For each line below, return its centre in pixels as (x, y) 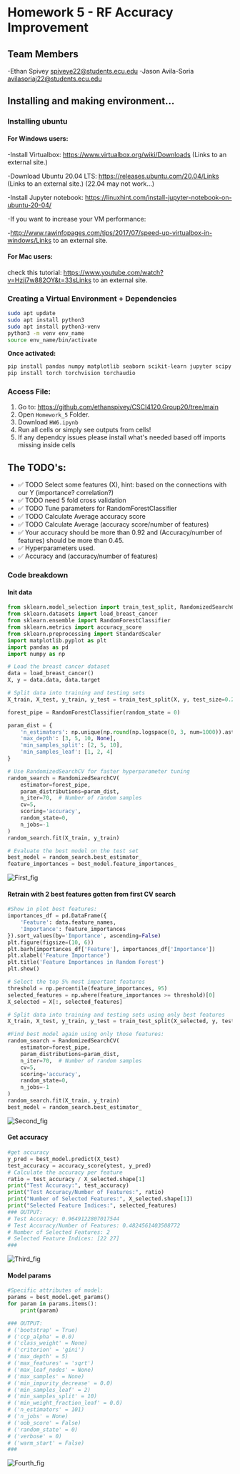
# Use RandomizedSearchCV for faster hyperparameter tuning (99, 771)
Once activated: (31, 354)
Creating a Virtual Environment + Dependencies (92, 299)
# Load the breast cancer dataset (59, 667)
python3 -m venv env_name (46, 333)
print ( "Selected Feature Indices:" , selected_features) (92, 1206)
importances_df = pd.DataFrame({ (57, 916)
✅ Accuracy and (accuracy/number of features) (88, 556)
